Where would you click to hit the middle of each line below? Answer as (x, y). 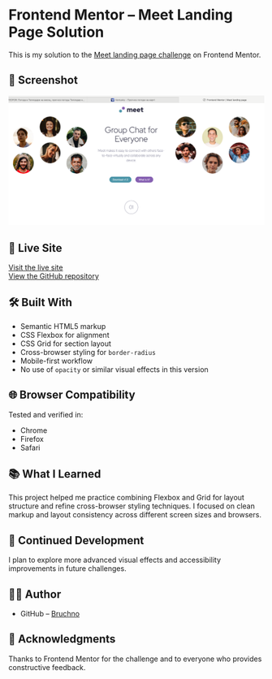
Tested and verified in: (46, 414)
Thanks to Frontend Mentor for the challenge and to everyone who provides (135, 659)
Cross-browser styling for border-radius (88, 352)
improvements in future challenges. (68, 569)
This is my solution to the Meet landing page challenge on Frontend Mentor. (135, 54)
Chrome (34, 430)
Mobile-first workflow (56, 361)
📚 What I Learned (55, 474)
